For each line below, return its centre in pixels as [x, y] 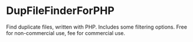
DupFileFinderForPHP [60, 11]
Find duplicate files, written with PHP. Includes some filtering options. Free [97, 27]
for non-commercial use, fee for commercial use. [66, 33]
